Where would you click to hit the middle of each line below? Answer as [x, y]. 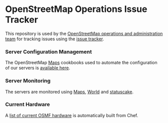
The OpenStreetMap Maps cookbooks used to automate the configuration [81, 63]
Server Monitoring [28, 81]
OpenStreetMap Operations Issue [76, 9]
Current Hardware [27, 105]
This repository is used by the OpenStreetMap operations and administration [84, 33]
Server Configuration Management [48, 52]
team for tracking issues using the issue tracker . [54, 39]
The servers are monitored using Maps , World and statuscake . [69, 92]
